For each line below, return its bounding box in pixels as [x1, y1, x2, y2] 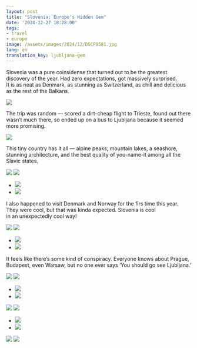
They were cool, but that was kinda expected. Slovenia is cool [6, 206, 156, 213]
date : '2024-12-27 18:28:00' [6, 19, 78, 25]
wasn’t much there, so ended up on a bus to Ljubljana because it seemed [6, 116, 183, 123]
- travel [6, 31, 28, 37]
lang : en [6, 47, 28, 53]
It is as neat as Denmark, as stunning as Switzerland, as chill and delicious [6, 81, 186, 88]
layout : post [6, 8, 38, 15]
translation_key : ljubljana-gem [6, 52, 85, 58]
